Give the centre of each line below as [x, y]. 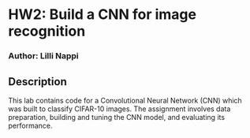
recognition [47, 31]
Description [37, 82]
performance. [30, 125]
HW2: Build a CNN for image [103, 15]
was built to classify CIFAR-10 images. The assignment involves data [119, 109]
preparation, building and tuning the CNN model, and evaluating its [117, 117]
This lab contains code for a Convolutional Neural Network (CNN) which [125, 100]
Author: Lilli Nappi [43, 56]
